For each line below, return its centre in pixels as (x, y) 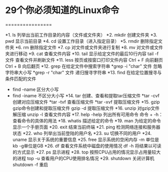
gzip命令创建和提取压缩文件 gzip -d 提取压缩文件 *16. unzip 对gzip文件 (86, 108)
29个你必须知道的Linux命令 (62, 10)
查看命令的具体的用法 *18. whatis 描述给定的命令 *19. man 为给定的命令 (87, 120)
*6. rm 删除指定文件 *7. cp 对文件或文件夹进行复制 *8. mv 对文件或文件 (89, 47)
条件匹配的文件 (21, 79)
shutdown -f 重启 (30, 164)
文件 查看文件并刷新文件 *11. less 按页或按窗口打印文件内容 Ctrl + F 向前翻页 (84, 60)
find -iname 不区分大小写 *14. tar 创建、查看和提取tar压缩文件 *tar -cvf (86, 95)
